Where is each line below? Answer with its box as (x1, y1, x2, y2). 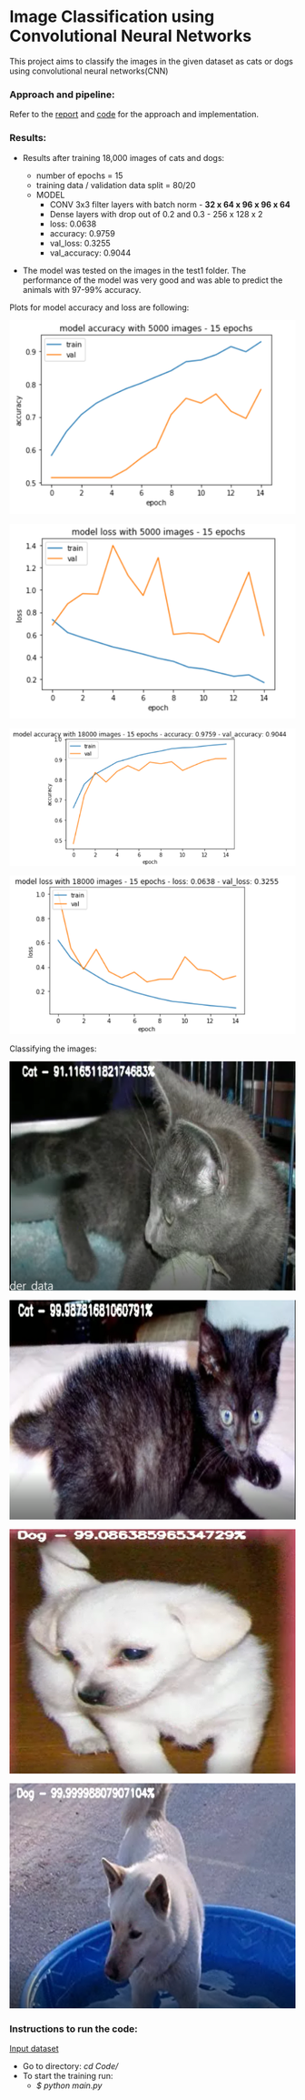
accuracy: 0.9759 (49, 227, 115, 238)
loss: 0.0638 (49, 218, 97, 229)
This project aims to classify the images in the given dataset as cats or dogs (9, 55, 293, 66)
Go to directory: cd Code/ (22, 2060, 119, 2071)
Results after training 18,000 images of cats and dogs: (22, 152, 225, 163)
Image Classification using (9, 6, 215, 27)
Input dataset (9, 2043, 59, 2054)
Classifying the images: (9, 1043, 97, 1054)
